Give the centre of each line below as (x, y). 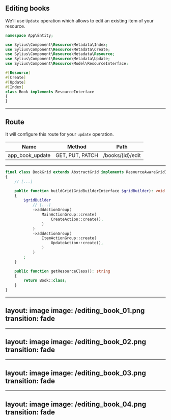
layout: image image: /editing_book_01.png (75, 311)
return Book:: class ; (45, 281)
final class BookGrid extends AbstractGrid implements (65, 172)
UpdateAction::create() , (77, 243)
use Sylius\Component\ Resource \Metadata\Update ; (58, 59)
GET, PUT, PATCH (77, 155)
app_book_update (29, 155)
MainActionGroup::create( (69, 215)
